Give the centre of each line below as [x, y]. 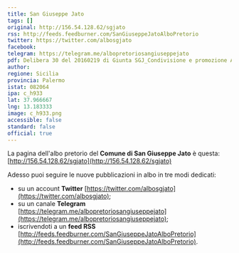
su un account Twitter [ [52, 189]
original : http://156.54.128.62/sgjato [67, 27]
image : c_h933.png [34, 113]
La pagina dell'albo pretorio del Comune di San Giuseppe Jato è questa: [114, 153]
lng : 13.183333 [30, 107]
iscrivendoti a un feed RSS [57, 227]
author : [19, 67]
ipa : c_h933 [25, 93]
